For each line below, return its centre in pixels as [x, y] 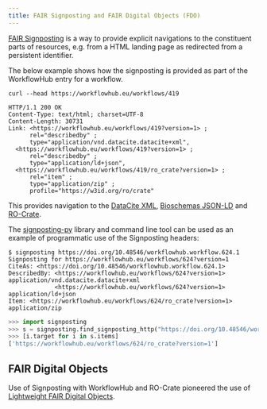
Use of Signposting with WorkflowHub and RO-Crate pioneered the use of [130, 388]
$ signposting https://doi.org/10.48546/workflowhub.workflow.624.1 [124, 252]
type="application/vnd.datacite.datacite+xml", [110, 142]
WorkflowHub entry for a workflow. [66, 79]
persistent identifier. [41, 55]
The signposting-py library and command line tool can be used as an [121, 229]
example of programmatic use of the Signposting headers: [104, 237]
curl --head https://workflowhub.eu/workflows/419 [94, 93]
